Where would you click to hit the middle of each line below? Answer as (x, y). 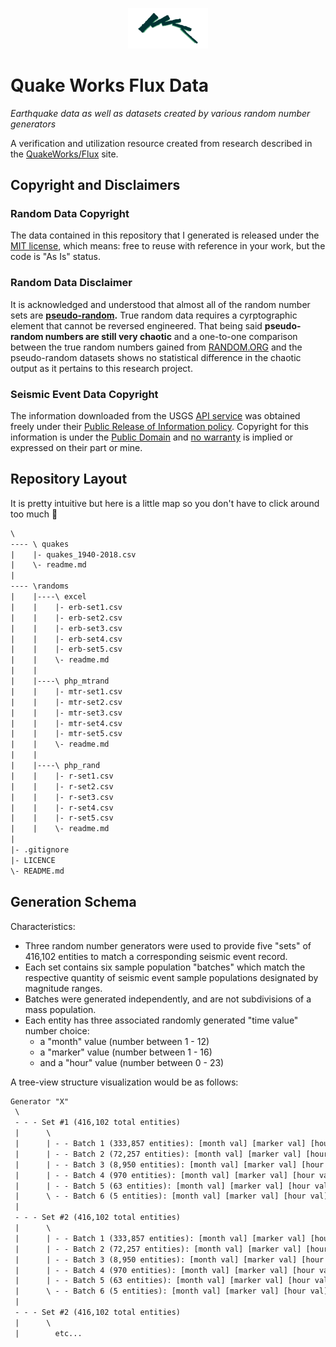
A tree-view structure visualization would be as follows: (124, 1082)
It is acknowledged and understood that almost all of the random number (160, 304)
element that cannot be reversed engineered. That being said (136, 325)
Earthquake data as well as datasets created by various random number (160, 113)
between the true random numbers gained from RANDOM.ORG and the (156, 347)
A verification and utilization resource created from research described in (161, 143)
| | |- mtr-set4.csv (66, 723)
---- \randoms (40, 586)
